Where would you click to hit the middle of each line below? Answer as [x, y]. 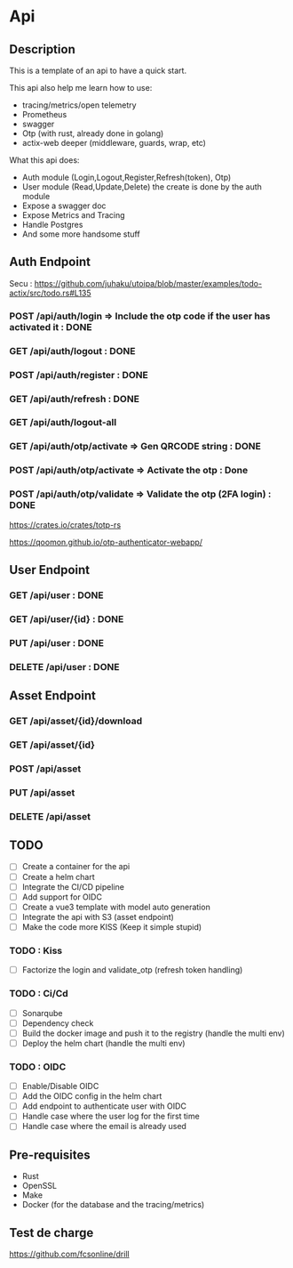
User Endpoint [50, 570]
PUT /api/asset [42, 792]
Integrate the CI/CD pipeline [73, 886]
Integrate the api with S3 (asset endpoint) [98, 917]
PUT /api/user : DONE [57, 642]
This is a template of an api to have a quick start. [98, 70]
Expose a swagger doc [64, 206]
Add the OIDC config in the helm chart [92, 1096]
